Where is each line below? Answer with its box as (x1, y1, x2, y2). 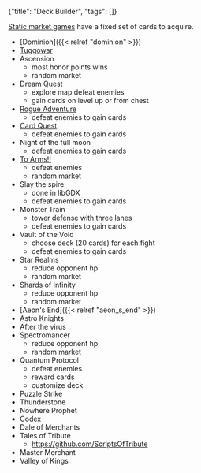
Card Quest (19, 121, 58, 130)
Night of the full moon (19, 138, 91, 147)
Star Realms (19, 255, 59, 264)
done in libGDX (31, 188, 80, 197)
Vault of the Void (19, 230, 74, 239)
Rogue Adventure (19, 104, 77, 114)
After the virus (19, 322, 67, 331)
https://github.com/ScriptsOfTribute (31, 439, 148, 449)
